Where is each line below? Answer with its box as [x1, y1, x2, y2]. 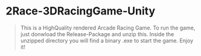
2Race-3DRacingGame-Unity [5, 4, 156, 18]
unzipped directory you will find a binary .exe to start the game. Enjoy [20, 37, 194, 44]
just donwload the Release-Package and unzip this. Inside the [20, 30, 174, 37]
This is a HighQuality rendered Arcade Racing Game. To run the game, [20, 24, 196, 31]
